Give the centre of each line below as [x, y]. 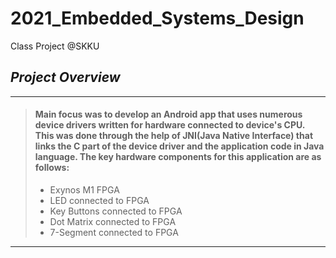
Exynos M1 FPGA [84, 189]
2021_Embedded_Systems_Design [157, 18]
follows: [52, 168]
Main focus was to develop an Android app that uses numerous [168, 114]
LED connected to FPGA [99, 200]
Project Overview [65, 77]
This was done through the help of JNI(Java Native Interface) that [174, 136]
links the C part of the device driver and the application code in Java [179, 146]
